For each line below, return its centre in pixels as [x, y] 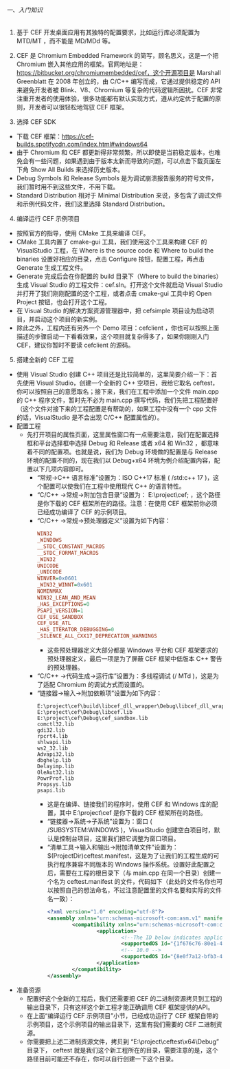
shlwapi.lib [54, 743]
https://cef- [78, 136]
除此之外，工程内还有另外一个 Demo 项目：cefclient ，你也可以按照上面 [118, 328]
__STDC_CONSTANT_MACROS [71, 547]
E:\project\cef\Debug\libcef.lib [85, 712]
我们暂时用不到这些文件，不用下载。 [68, 187]
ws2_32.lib [52, 749]
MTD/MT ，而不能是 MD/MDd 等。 [65, 41]
